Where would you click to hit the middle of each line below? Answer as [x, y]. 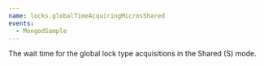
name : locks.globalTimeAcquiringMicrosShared [87, 16]
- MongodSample [41, 31]
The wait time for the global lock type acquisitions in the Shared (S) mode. [133, 54]
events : [22, 23]
